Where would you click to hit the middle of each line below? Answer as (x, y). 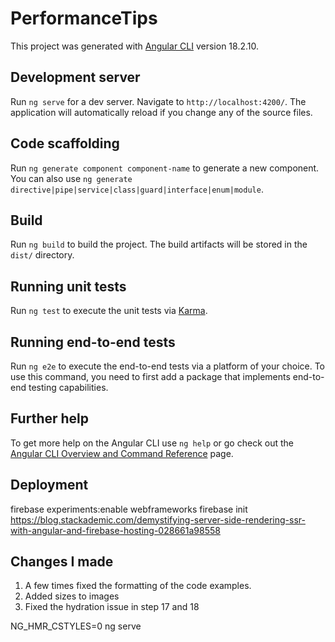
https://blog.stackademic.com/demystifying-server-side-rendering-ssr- (158, 519)
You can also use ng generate (71, 178)
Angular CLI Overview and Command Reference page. (122, 453)
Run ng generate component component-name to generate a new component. (165, 168)
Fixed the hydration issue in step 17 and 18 (112, 607)
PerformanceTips (84, 18)
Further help (50, 418)
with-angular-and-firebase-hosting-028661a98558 (115, 530)
